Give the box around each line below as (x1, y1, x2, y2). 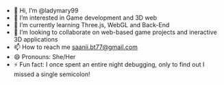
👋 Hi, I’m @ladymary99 (13, 7, 79, 14)
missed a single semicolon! (13, 70, 90, 78)
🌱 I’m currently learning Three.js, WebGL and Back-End (13, 21, 170, 29)
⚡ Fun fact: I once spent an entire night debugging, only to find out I (13, 61, 205, 68)
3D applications (13, 35, 58, 44)
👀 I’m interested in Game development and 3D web (13, 14, 158, 22)
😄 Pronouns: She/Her (13, 53, 76, 61)
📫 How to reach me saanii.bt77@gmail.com (13, 43, 138, 51)
